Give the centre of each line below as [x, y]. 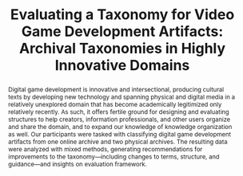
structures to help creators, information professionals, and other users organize [119, 119]
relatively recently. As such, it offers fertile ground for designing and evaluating [118, 112]
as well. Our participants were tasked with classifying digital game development [120, 134]
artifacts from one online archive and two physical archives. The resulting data [118, 141]
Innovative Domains [122, 66]
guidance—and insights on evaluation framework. [78, 164]
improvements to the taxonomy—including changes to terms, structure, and [114, 156]
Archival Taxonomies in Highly [122, 49]
